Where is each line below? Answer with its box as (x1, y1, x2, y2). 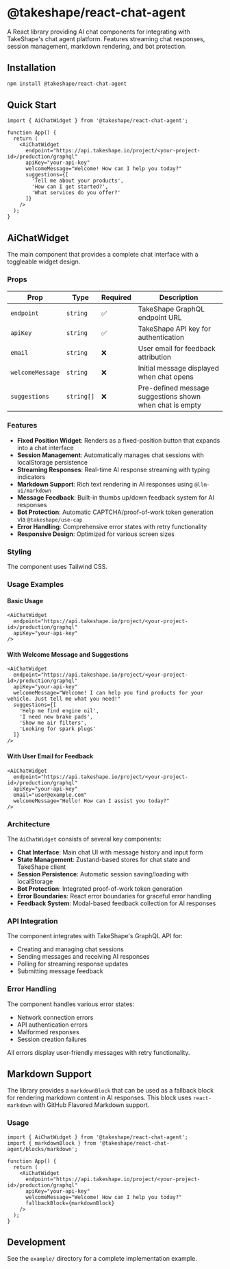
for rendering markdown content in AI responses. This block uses (7, 1093, 192, 1102)
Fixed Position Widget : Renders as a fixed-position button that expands (16, 436, 220, 444)
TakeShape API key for (138, 324, 211, 334)
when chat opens (138, 372, 194, 382)
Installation (7, 62, 56, 73)
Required (101, 292, 132, 302)
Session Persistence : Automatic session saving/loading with (16, 870, 190, 878)
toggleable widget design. (7, 257, 81, 266)
